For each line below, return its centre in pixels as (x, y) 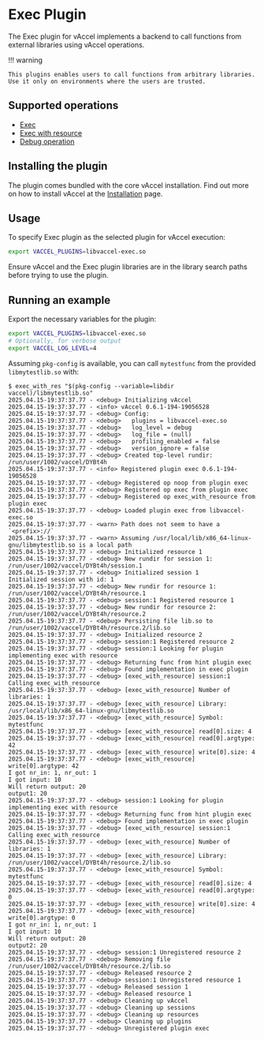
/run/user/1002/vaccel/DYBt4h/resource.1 (77, 593)
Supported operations (63, 105)
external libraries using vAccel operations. (76, 44)
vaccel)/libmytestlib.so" (50, 393)
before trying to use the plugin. (58, 275)
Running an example (59, 300)
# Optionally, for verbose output (65, 341)
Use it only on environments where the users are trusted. (107, 81)
